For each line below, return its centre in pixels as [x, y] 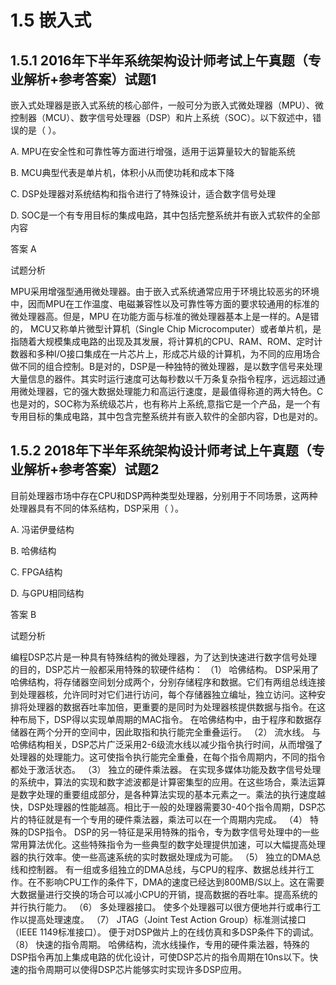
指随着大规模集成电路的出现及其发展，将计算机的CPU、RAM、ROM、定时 [162, 341]
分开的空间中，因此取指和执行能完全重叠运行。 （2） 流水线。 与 [187, 732]
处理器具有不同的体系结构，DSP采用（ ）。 [97, 508]
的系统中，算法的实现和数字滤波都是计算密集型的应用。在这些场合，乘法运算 [168, 782]
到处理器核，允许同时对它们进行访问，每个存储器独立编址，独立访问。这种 [163, 694]
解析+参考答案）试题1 [90, 79]
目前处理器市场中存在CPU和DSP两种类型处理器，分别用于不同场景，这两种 [164, 495]
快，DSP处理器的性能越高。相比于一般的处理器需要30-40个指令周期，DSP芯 [168, 807]
